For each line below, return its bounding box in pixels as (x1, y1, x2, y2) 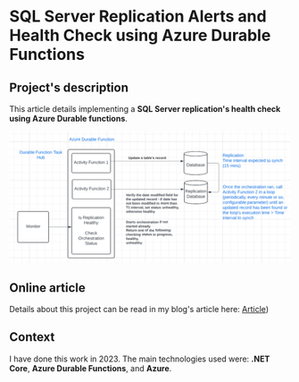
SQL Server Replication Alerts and (9, 6, 267, 27)
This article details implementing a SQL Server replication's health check (9, 104, 281, 114)
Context (9, 329, 55, 345)
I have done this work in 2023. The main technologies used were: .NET (9, 353, 270, 364)
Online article (9, 280, 87, 295)
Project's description (9, 80, 129, 95)
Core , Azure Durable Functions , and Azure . (9, 362, 172, 373)
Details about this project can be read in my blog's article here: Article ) (9, 304, 270, 315)
